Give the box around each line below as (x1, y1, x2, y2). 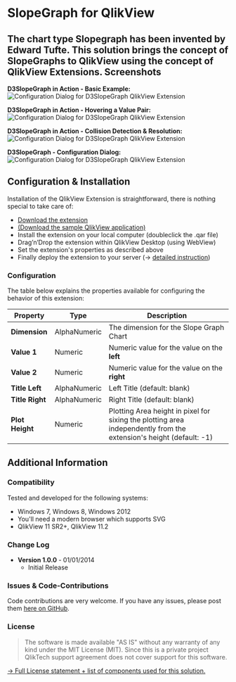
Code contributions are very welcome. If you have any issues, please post (7, 597, 221, 605)
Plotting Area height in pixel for (108, 406, 211, 416)
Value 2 (11, 367, 37, 377)
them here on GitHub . (7, 604, 70, 613)
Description (147, 311, 188, 321)
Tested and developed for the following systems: (7, 493, 149, 502)
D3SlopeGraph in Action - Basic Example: (7, 84, 131, 93)
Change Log (7, 540, 50, 550)
